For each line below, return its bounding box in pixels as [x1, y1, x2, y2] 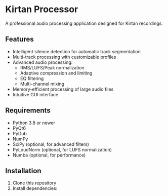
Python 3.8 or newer [12, 120, 56, 126]
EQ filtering [20, 75, 44, 82]
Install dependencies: [12, 185, 58, 191]
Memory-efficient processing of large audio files [12, 86, 114, 92]
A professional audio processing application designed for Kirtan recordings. [5, 20, 163, 26]
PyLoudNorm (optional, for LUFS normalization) [12, 146, 112, 152]
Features [5, 35, 34, 44]
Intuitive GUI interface [12, 91, 59, 97]
